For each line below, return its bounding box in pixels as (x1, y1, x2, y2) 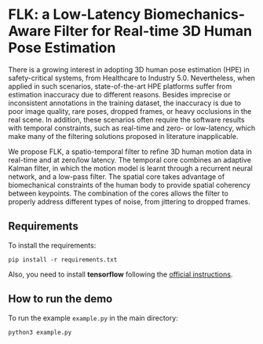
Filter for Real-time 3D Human (53, 22, 253, 40)
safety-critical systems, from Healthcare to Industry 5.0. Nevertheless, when (8, 73, 255, 82)
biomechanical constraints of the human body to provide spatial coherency (8, 180, 251, 189)
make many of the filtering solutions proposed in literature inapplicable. (8, 131, 239, 141)
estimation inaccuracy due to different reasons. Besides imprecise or (8, 90, 231, 99)
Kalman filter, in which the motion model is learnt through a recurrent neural (8, 163, 253, 173)
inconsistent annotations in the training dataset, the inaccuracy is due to (8, 98, 242, 108)
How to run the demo (8, 292, 113, 306)
